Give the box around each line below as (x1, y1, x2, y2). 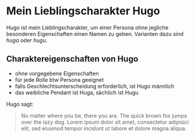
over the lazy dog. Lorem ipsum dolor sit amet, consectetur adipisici (20, 118, 189, 125)
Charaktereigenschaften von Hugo (6, 54, 139, 64)
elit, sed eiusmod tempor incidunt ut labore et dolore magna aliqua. (20, 124, 187, 132)
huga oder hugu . (6, 36, 48, 44)
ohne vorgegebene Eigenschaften (14, 70, 99, 77)
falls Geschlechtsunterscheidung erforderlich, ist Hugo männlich (14, 82, 175, 90)
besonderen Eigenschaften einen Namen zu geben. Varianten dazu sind (6, 30, 184, 37)
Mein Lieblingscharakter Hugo (6, 4, 160, 18)
